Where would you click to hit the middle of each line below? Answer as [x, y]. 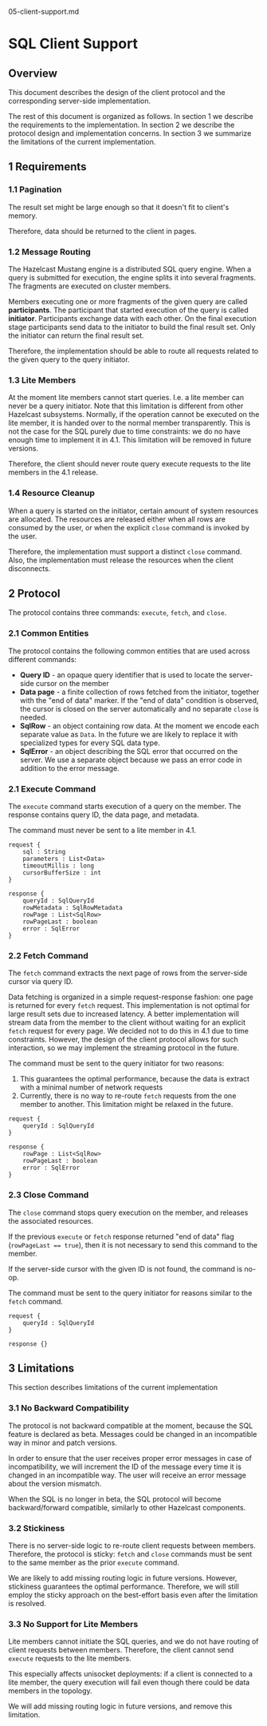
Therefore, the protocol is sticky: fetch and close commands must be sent [130, 1553]
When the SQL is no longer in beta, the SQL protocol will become [115, 1499]
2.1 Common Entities [49, 633]
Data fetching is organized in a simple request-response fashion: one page [131, 997]
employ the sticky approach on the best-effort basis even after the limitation [133, 1595]
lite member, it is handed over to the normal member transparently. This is [130, 423]
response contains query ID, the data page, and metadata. [104, 815]
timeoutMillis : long [58, 866]
